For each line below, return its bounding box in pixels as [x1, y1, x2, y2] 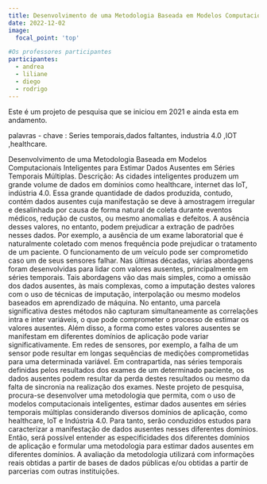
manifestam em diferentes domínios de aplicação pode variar [8, 331, 209, 341]
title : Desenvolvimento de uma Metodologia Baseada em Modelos [8, 11, 222, 20]
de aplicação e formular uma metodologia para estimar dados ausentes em [8, 441, 254, 451]
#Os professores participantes [8, 48, 112, 56]
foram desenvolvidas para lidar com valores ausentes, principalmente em [8, 263, 249, 274]
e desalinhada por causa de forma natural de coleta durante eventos [8, 205, 233, 214]
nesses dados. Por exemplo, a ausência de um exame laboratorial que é [8, 230, 244, 240]
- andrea [15, 63, 44, 71]
